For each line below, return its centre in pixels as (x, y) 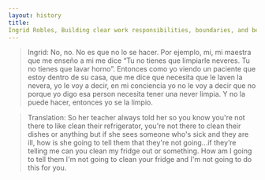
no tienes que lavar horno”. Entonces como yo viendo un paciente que (142, 69)
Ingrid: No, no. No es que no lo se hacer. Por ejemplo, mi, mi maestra (139, 53)
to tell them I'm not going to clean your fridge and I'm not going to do (140, 160)
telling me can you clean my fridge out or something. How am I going (140, 151)
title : (19, 23)
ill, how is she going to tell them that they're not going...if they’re (132, 143)
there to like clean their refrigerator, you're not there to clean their (134, 126)
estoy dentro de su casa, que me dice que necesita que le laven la (135, 77)
